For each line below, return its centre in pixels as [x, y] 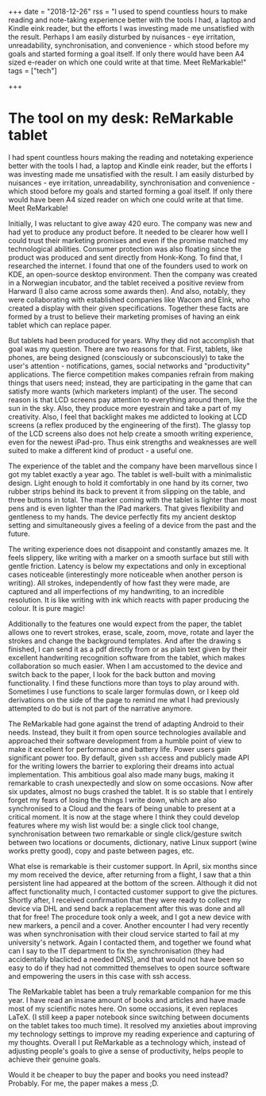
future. [19, 534]
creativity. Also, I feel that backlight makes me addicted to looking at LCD [128, 417]
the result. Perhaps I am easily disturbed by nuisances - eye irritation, [122, 37]
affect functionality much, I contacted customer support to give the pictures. [133, 891]
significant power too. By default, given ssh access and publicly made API [129, 757]
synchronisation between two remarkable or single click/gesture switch [125, 834]
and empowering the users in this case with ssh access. [100, 976]
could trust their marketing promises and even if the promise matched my [128, 240]
